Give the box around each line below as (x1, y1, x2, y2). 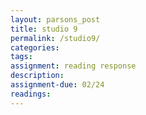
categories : (10, 42, 60, 53)
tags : (10, 52, 33, 62)
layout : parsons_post (10, 14, 101, 25)
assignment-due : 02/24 (10, 80, 105, 90)
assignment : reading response (10, 61, 137, 71)
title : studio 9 (10, 24, 78, 34)
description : (10, 71, 65, 81)
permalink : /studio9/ (10, 33, 101, 43)
